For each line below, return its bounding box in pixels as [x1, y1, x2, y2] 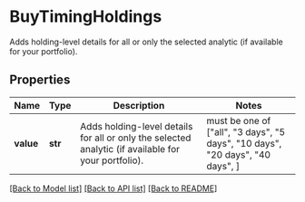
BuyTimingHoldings [9, 6, 162, 27]
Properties [9, 72, 71, 88]
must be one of [206, 114, 271, 127]
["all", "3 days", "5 [206, 125, 286, 138]
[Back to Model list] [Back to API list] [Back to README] [9, 183, 218, 194]
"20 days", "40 [206, 148, 271, 160]
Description [113, 99, 165, 111]
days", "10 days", [206, 137, 282, 149]
